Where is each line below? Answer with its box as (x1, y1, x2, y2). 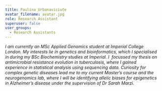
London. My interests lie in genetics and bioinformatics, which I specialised (5, 49, 157, 55)
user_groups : (5, 26, 32, 30)
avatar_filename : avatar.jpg (5, 12, 65, 17)
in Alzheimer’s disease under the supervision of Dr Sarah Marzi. (5, 80, 135, 86)
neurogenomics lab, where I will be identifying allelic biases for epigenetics (5, 75, 157, 81)
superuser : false (5, 21, 41, 26)
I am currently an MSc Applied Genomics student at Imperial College (5, 44, 144, 49)
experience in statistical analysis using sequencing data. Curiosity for (5, 64, 146, 70)
